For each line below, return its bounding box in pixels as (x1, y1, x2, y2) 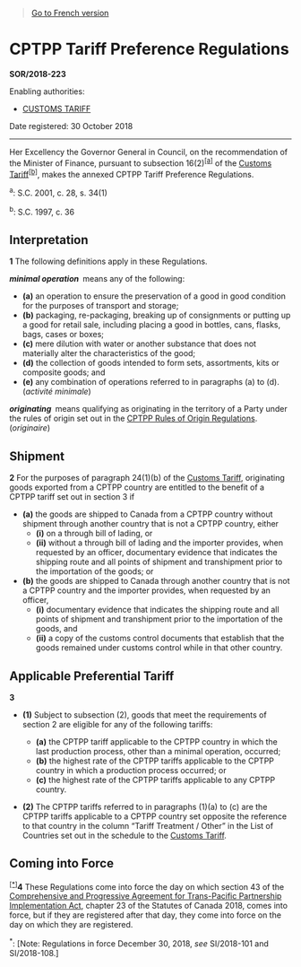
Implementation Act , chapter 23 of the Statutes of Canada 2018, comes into (9, 901, 288, 911)
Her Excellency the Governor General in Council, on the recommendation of (9, 146, 288, 157)
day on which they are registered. (9, 919, 133, 930)
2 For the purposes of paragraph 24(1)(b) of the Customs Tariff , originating (9, 473, 285, 483)
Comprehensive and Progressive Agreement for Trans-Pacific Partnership (9, 891, 282, 902)
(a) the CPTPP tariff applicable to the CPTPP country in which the (35, 736, 278, 747)
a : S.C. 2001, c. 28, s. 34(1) (9, 186, 107, 198)
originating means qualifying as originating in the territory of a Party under (9, 404, 288, 414)
